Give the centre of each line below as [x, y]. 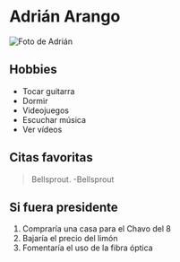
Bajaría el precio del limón [70, 239]
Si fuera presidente [64, 207]
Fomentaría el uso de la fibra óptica [88, 248]
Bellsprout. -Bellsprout [73, 179]
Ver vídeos [42, 129]
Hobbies [34, 70]
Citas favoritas [51, 157]
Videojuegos [46, 110]
